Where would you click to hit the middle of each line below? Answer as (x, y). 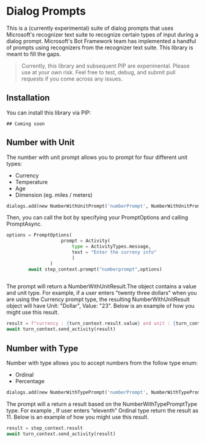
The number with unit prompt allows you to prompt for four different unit (97, 157)
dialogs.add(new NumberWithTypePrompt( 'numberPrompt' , (77, 392)
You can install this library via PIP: (49, 112)
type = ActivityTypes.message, (111, 247)
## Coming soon (26, 124)
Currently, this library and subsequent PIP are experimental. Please (106, 66)
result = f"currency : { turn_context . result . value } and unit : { (91, 324)
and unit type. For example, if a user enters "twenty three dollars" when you (102, 293)
